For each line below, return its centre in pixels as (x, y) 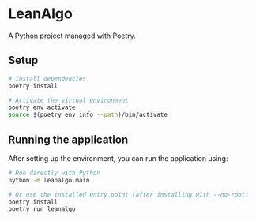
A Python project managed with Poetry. (72, 36)
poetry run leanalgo (42, 209)
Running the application (68, 139)
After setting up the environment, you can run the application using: (118, 158)
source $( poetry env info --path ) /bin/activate (88, 115)
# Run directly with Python (55, 173)
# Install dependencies (47, 79)
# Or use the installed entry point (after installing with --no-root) (128, 194)
